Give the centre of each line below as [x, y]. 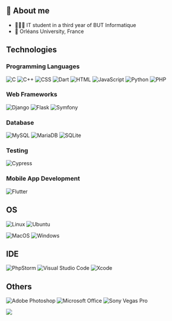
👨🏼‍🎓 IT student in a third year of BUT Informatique [75, 25]
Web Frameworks [32, 95]
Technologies [32, 50]
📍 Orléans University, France [49, 31]
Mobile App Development [43, 179]
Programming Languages [43, 66]
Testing [17, 151]
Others [19, 287]
